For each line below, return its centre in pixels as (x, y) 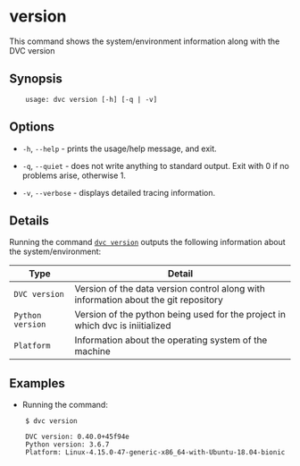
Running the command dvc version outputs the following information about (147, 242)
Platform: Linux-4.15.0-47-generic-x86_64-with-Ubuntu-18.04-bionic (155, 453)
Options (32, 127)
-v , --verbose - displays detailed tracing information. (119, 192)
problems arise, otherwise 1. (74, 175)
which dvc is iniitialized (123, 326)
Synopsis (36, 79)
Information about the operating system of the (171, 340)
